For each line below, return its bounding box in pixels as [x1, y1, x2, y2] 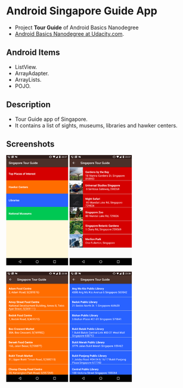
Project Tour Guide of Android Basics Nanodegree [14, 24, 139, 31]
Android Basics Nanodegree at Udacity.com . [14, 30, 124, 37]
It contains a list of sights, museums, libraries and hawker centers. [14, 122, 178, 129]
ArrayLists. [14, 76, 42, 83]
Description [6, 100, 51, 110]
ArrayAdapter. [14, 70, 49, 77]
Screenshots [6, 139, 55, 149]
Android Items [6, 48, 60, 58]
